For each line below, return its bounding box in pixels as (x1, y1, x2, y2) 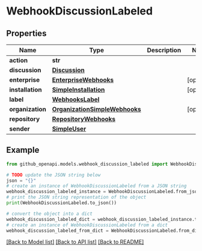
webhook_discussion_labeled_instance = (6, 188, 106, 195)
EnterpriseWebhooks (52, 76, 114, 84)
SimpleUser (52, 125, 87, 133)
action (9, 56, 28, 64)
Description (147, 46, 182, 54)
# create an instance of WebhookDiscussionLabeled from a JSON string (6, 183, 187, 189)
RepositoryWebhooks (52, 115, 116, 123)
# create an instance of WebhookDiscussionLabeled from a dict (6, 222, 168, 228)
